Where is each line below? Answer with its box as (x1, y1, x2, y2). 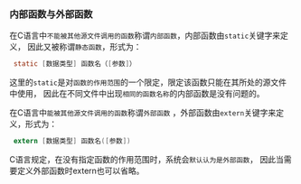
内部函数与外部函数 (9, 7, 93, 20)
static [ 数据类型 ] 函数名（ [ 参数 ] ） (13, 60, 136, 69)
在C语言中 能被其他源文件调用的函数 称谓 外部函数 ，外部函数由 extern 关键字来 (9, 107, 277, 118)
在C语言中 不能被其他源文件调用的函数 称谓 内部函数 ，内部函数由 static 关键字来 (9, 30, 281, 41)
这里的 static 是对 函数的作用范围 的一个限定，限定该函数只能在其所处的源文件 (9, 77, 287, 87)
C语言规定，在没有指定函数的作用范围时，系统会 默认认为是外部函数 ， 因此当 (9, 154, 285, 165)
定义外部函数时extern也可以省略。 (16, 165, 145, 177)
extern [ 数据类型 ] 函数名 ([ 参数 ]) (13, 137, 131, 146)
